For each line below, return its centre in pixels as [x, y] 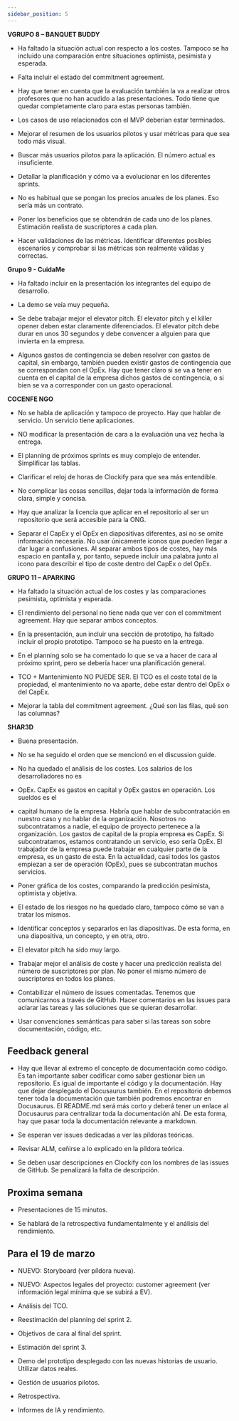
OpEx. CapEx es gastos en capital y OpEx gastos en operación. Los [116, 790]
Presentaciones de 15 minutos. [63, 1210]
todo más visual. [42, 141]
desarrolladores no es [49, 776]
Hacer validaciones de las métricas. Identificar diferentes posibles [115, 240]
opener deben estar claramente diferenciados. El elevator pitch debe [118, 326]
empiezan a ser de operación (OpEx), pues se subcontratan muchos [118, 864]
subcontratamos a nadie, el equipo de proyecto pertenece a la [109, 826]
